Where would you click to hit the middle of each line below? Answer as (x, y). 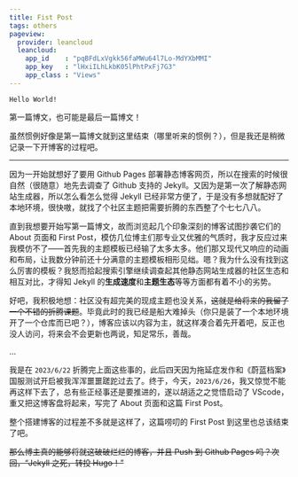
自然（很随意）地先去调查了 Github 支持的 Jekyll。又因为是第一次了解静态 (144, 185)
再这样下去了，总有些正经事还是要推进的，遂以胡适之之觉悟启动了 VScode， (149, 392)
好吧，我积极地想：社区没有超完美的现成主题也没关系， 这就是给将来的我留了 (149, 300)
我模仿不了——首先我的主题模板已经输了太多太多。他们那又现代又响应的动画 (149, 248)
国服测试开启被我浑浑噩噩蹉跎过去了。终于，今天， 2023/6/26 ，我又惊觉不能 (148, 380)
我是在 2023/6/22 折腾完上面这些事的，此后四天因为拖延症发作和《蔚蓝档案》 (148, 370)
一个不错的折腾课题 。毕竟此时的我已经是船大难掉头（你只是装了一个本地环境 (149, 311)
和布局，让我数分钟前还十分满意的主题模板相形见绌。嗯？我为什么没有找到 (145, 259)
